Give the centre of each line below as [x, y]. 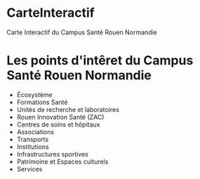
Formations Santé [42, 102]
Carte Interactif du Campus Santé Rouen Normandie [82, 32]
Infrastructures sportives [53, 154]
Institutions [33, 146]
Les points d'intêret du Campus [100, 60]
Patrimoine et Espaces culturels [62, 162]
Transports [33, 139]
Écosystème [35, 94]
